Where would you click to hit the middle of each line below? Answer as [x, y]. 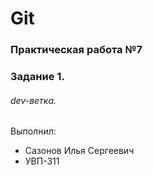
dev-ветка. [33, 100]
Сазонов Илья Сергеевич [79, 151]
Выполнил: [33, 131]
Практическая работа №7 [76, 50]
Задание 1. [37, 77]
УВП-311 [42, 161]
